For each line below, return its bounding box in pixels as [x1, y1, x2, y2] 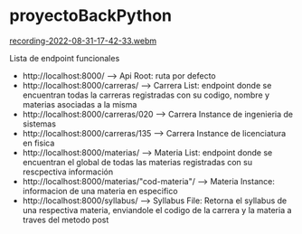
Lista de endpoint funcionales [9, 52, 120, 63]
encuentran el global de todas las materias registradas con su [22, 156, 253, 167]
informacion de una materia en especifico [22, 185, 178, 196]
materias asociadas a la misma [22, 98, 137, 109]
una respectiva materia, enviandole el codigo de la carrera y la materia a [22, 204, 292, 215]
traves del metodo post [22, 214, 109, 225]
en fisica [22, 137, 55, 148]
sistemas [22, 118, 57, 129]
